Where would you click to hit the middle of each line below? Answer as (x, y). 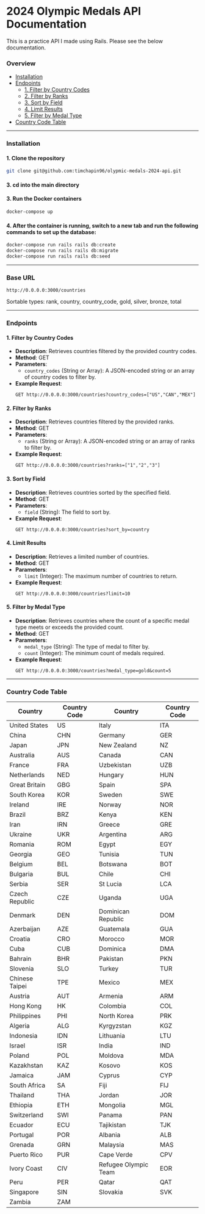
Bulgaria (21, 874)
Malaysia (111, 1145)
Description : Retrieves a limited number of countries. (82, 556)
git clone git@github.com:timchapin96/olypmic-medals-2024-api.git (94, 171)
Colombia (112, 1006)
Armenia (111, 996)
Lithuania (112, 1036)
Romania (22, 844)
